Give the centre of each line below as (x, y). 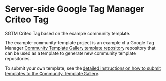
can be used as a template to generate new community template (71, 53)
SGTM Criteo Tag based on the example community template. (68, 33)
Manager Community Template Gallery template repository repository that (80, 48)
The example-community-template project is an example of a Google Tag (80, 42)
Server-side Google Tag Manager (75, 9)
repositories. (18, 58)
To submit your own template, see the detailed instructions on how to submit (83, 68)
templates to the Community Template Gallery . (52, 73)
